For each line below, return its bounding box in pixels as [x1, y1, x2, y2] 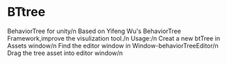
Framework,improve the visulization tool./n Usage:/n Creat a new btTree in [7, 34, 221, 42]
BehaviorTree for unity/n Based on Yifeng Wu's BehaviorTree [7, 27, 181, 35]
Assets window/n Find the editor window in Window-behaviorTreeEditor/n [7, 41, 219, 50]
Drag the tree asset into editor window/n [7, 49, 123, 57]
